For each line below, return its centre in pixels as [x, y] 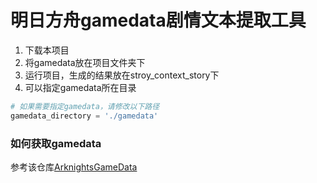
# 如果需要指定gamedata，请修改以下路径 [85, 106]
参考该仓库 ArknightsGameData [74, 167]
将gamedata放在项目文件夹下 [85, 62]
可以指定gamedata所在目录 [80, 87]
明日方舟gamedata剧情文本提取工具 [158, 20]
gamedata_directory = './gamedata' [84, 116]
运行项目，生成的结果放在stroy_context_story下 [122, 75]
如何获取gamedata [56, 143]
